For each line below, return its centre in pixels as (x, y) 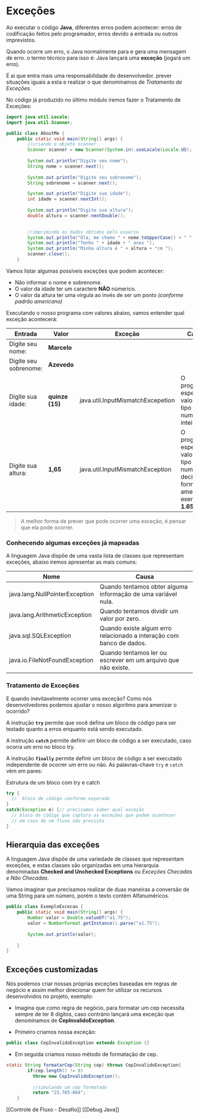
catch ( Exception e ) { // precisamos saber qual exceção (75, 810)
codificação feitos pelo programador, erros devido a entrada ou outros (92, 33)
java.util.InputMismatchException (126, 469)
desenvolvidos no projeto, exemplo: (50, 997)
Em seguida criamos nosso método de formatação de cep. (86, 1054)
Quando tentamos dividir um (139, 611)
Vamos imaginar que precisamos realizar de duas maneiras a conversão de (98, 890)
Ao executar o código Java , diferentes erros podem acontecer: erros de (94, 27)
